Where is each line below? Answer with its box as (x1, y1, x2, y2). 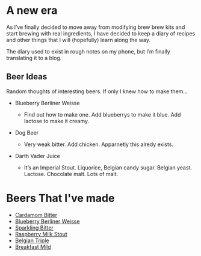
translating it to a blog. (6, 54, 62, 61)
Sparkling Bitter (14, 224, 54, 231)
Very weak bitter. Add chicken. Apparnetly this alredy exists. (23, 141, 173, 148)
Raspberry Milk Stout (14, 230, 67, 237)
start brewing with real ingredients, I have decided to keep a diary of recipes (6, 29, 196, 37)
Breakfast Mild (14, 243, 51, 250)
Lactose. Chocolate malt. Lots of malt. (23, 170, 119, 177)
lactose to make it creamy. (23, 117, 89, 124)
